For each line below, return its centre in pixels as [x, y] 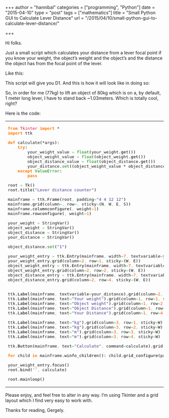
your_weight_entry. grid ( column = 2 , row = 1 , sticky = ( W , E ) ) [74, 261]
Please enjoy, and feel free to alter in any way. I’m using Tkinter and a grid [82, 395]
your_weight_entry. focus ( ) [38, 365]
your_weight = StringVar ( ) [38, 223]
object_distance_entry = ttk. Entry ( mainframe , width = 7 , [73, 275]
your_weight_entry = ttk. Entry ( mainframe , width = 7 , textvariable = [86, 256]
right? [11, 103]
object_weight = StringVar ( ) [41, 228]
